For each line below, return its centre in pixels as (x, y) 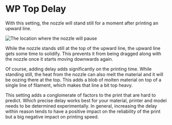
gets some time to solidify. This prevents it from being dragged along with (83, 54)
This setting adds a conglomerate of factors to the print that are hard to (81, 95)
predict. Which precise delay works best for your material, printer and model (86, 101)
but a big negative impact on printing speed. (52, 117)
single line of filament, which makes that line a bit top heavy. (69, 85)
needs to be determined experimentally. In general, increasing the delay (81, 106)
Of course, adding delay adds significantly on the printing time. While (79, 69)
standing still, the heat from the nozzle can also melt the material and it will (84, 74)
